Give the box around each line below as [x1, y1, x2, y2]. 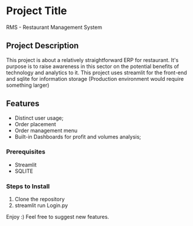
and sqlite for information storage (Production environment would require [6, 75, 184, 82]
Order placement [14, 120, 56, 127]
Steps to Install [6, 182, 50, 190]
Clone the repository [14, 196, 65, 203]
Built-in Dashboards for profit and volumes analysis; [14, 133, 142, 140]
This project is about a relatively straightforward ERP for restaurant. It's [6, 56, 179, 63]
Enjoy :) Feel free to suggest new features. [6, 214, 109, 221]
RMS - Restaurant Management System [6, 24, 102, 31]
